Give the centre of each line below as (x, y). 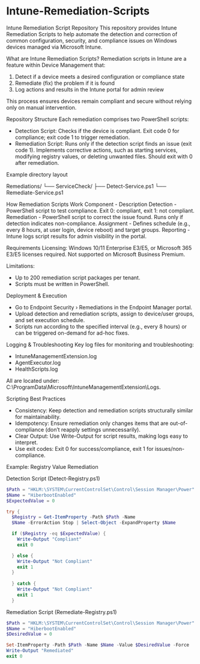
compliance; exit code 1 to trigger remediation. (72, 137)
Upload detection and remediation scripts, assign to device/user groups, (105, 314)
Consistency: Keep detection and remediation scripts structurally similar (104, 410)
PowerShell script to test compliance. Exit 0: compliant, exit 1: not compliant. (101, 210)
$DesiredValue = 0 (29, 634)
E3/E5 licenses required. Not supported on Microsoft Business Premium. (96, 254)
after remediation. (37, 163)
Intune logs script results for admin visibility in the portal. (77, 236)
